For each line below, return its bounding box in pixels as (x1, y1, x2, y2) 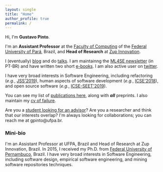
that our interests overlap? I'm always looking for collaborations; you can (5, 113, 152, 118)
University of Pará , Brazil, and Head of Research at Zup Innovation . (5, 49, 141, 55)
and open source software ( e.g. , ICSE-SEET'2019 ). (5, 83, 107, 89)
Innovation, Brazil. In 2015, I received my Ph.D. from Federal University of (5, 146, 152, 152)
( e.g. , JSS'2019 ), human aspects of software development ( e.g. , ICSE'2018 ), (5, 78, 159, 84)
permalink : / (5, 20, 32, 26)
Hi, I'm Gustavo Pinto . (5, 34, 50, 40)
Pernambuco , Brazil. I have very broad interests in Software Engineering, (5, 151, 152, 157)
